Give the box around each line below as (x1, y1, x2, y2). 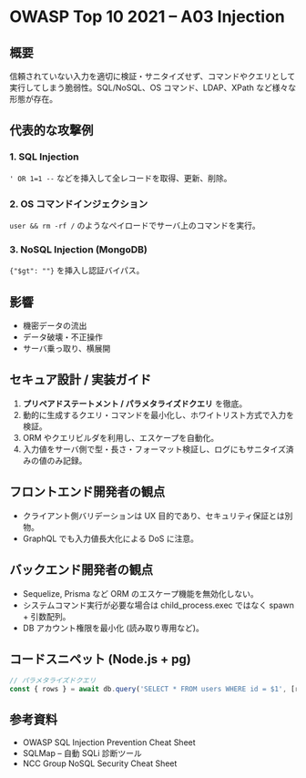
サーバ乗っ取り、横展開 (22, 343, 111, 354)
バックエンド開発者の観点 (9, 562, 153, 578)
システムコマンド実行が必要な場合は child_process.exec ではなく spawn (22, 599, 294, 610)
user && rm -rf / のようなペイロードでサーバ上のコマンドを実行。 (9, 220, 261, 230)
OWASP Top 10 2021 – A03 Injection (9, 6, 285, 27)
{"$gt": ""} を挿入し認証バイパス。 (9, 265, 145, 276)
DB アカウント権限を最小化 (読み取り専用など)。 (22, 622, 205, 633)
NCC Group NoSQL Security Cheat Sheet (22, 758, 178, 769)
